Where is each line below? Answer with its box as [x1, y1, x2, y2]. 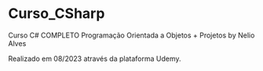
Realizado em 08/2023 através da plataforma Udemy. [8, 54, 182, 63]
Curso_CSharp [8, 5, 105, 23]
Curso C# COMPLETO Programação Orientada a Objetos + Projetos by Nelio [8, 30, 255, 40]
